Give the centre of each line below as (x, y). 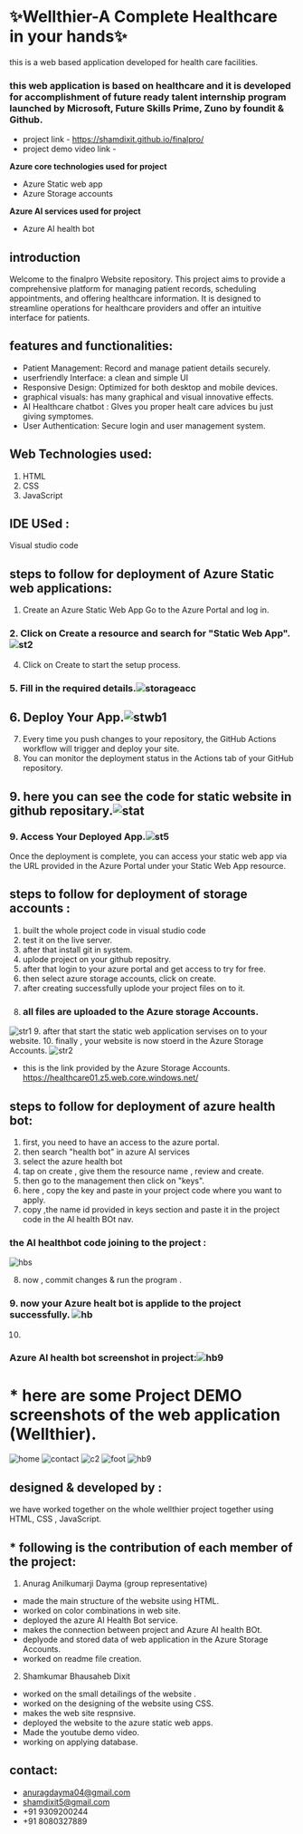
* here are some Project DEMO (126, 1395)
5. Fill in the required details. (73, 688)
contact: (34, 1770)
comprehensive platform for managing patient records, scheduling (133, 289)
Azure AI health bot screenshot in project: (103, 1358)
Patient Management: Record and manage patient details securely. (147, 368)
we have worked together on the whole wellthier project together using (142, 1510)
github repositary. (61, 811)
